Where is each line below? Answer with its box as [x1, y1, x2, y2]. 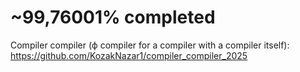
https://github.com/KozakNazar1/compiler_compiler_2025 [10, 49, 248, 61]
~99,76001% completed [10, 6, 216, 29]
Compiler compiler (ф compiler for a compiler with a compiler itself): [10, 39, 290, 51]
